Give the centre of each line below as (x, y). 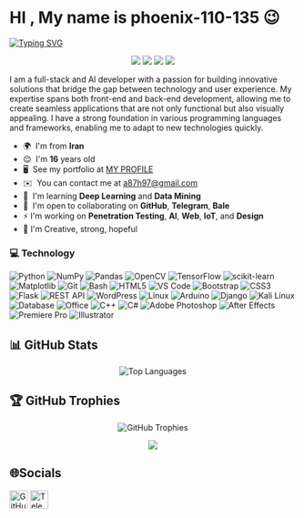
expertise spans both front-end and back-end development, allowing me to (150, 98)
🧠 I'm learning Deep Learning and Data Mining (112, 196)
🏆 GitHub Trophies (65, 401)
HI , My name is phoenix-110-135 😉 (145, 18)
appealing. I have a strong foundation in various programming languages (146, 117)
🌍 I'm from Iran (53, 146)
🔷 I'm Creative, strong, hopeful (80, 229)
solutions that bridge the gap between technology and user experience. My (151, 88)
